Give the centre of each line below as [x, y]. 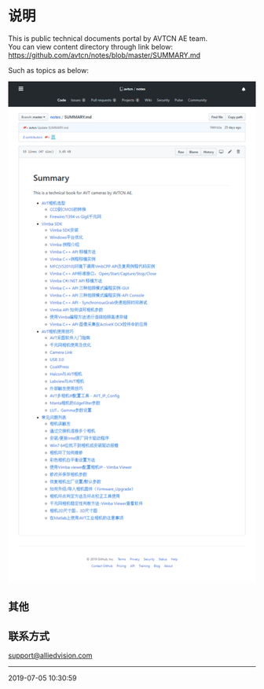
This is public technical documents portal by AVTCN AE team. [108, 38]
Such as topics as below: [48, 70]
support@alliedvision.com [50, 656]
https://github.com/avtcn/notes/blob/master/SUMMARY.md [104, 55]
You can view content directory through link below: [90, 46]
